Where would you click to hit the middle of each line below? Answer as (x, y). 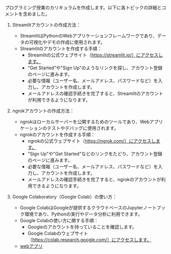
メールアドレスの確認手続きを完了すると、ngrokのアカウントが (94, 179)
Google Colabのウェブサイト (58, 233)
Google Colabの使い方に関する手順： (59, 220)
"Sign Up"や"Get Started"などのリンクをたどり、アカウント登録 (95, 154)
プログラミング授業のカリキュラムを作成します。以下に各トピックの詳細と (83, 7)
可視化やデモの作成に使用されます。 (67, 42)
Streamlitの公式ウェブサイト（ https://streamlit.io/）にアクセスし (95, 55)
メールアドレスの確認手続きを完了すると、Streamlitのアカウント (96, 93)
